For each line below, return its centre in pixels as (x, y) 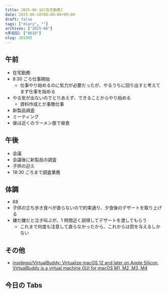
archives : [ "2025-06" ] (29, 29)
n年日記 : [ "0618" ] (23, 33)
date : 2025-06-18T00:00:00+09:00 (40, 15)
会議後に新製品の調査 (34, 159)
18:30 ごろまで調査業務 (36, 172)
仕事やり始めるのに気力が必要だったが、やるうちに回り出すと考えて (90, 85)
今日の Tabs (24, 285)
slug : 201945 (19, 38)
